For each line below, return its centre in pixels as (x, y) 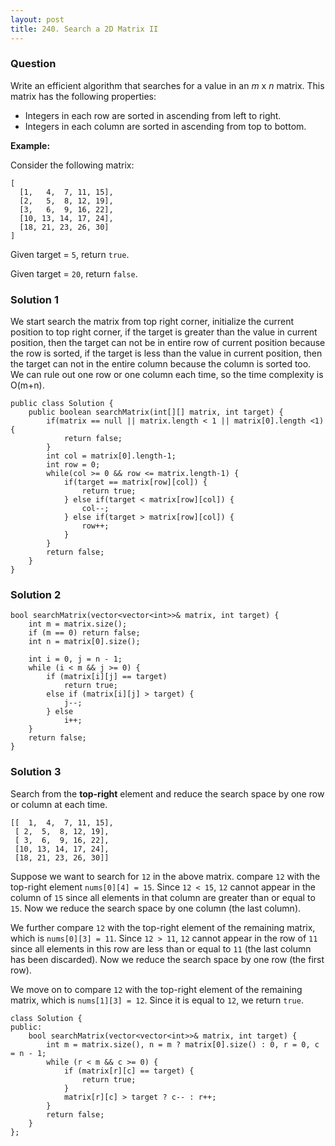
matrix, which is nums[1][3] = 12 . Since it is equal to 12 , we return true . (157, 1000)
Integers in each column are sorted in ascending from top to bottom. (165, 126)
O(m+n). (27, 385)
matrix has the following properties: (83, 96)
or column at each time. (59, 804)
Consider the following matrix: (72, 165)
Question (33, 64)
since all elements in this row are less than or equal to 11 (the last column (161, 948)
